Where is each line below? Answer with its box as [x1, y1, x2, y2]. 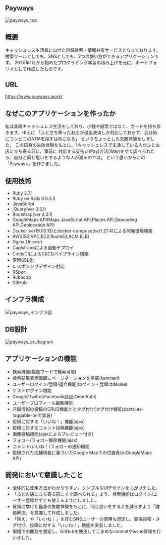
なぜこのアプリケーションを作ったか [5, 109, 116, 117]
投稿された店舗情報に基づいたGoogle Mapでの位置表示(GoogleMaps [12, 449, 152, 455]
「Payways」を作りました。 [5, 161, 63, 167]
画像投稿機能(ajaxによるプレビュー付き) [12, 431, 94, 437]
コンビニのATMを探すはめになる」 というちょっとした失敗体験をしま [9, 136, 151, 142]
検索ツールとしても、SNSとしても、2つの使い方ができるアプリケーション [5, 53, 155, 59]
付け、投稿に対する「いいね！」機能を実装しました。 [16, 522, 125, 528]
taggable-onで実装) [12, 412, 53, 418]
